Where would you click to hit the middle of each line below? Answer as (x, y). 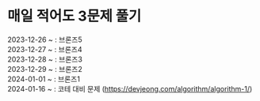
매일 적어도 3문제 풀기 (75, 16)
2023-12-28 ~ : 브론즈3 (45, 59)
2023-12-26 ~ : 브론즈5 (45, 39)
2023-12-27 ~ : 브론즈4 (45, 49)
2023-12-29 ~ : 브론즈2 (45, 69)
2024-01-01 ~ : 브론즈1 (44, 79)
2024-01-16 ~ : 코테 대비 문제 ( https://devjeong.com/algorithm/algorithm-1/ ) (130, 88)
